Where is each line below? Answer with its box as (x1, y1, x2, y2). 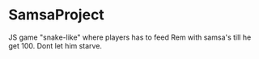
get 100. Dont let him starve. (8, 40, 103, 50)
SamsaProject (8, 6, 105, 24)
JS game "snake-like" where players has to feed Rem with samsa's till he (8, 32, 252, 42)
